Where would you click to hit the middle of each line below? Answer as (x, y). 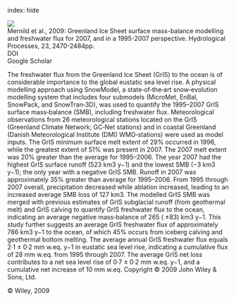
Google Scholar (30, 61)
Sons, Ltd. (22, 277)
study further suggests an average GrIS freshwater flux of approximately (113, 224)
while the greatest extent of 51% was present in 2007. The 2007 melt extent (117, 150)
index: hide (24, 10)
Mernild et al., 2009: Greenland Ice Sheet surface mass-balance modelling (116, 31)
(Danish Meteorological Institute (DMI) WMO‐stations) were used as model (116, 134)
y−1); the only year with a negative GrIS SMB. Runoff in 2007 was (102, 172)
